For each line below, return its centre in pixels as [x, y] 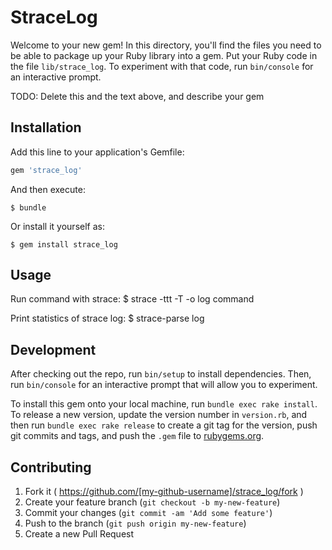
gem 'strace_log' [46, 170]
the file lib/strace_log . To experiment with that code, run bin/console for [162, 66]
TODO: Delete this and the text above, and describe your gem [137, 96]
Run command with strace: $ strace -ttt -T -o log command [132, 299]
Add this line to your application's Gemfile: [97, 152]
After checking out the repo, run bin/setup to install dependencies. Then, [161, 374]
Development [53, 349]
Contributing [51, 467]
